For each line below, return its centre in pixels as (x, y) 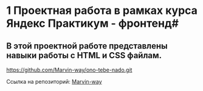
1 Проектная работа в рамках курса (102, 11)
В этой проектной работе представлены (87, 46)
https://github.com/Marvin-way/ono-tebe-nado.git (69, 70)
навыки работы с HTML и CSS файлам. (84, 55)
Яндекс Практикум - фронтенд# (93, 23)
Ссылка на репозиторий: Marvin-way (54, 82)
